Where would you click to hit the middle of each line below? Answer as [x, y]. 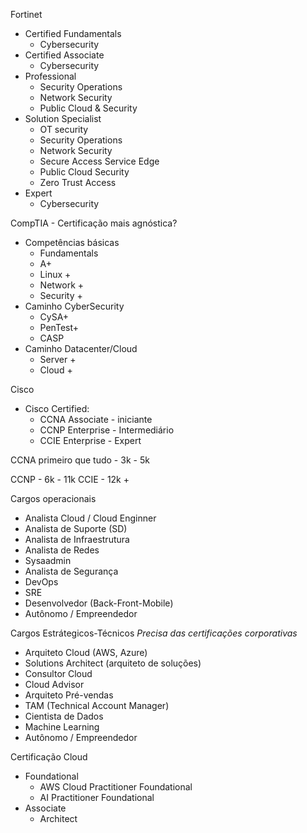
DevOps [41, 582]
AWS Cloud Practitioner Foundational [116, 787]
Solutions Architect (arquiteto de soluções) [113, 663]
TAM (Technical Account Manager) [97, 705]
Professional [50, 76]
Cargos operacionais [53, 498]
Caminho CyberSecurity [74, 306]
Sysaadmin [48, 560]
